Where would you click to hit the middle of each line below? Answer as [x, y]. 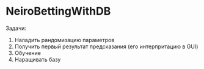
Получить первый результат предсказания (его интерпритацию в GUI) [106, 46]
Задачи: [16, 28]
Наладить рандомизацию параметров [64, 40]
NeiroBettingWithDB [58, 11]
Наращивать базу [38, 59]
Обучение [27, 53]
